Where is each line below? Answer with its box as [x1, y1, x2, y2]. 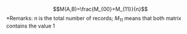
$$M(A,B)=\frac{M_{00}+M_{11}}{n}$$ [53, 6, 148, 12]
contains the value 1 [6, 22, 56, 29]
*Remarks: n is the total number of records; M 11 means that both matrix [6, 15, 182, 23]
